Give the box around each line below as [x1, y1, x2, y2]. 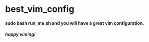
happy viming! [5, 31, 36, 38]
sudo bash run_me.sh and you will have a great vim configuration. [5, 20, 145, 26]
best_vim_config [5, 3, 74, 15]
